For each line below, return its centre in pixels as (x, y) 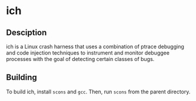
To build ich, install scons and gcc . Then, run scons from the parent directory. (98, 92)
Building (21, 78)
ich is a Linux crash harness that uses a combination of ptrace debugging (95, 46)
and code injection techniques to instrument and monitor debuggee (88, 53)
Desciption (26, 33)
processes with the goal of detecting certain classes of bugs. (80, 59)
